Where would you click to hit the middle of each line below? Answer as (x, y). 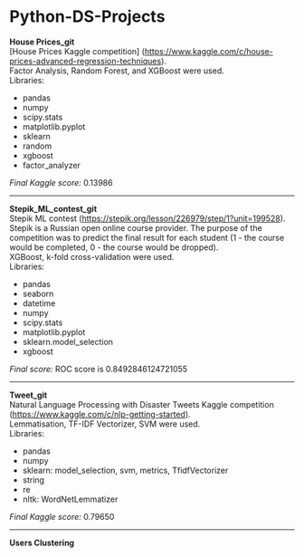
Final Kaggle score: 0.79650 (62, 516)
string (33, 480)
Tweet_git (28, 395)
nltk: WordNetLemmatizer (70, 499)
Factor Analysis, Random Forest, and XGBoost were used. (117, 71)
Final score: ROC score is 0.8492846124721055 (99, 369)
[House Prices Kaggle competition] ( (77, 51)
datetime (39, 303)
